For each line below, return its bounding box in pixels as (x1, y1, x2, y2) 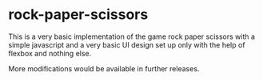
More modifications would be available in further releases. (8, 63, 200, 73)
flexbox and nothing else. (8, 48, 92, 58)
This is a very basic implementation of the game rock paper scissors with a (8, 32, 256, 41)
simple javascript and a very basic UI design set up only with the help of (8, 40, 245, 49)
